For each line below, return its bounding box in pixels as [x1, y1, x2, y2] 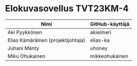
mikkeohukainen [90, 52, 128, 59]
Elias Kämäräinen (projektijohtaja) [7, 37, 86, 44]
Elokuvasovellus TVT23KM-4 [5, 3, 129, 14]
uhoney [90, 44, 108, 51]
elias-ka [90, 37, 110, 44]
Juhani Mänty [7, 44, 39, 51]
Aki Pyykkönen [7, 29, 42, 36]
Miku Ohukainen [7, 52, 45, 59]
